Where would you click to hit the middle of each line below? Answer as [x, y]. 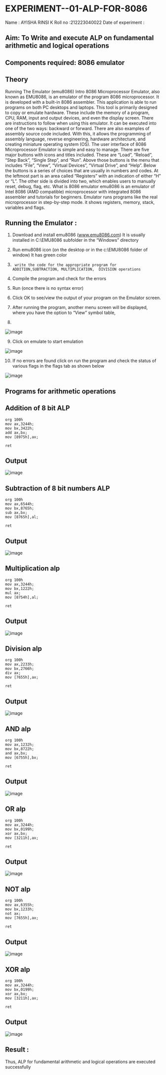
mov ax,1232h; [20, 745]
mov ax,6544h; [20, 504]
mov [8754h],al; [22, 597]
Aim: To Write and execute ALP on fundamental [80, 38]
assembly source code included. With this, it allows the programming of [78, 133]
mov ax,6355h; [20, 905]
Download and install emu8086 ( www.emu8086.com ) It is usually [79, 235]
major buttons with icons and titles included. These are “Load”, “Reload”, [79, 155]
